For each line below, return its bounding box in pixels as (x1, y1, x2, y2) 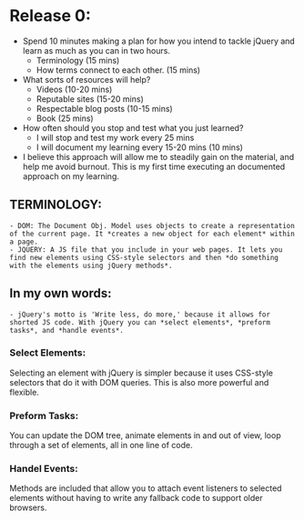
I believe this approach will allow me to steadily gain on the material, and (22, 151, 294, 162)
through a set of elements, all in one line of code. (9, 440, 193, 451)
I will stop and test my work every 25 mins (35, 132, 195, 143)
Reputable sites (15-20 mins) (35, 93, 144, 105)
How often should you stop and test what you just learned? (22, 122, 244, 133)
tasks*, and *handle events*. (9, 325, 125, 335)
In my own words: (9, 285, 112, 301)
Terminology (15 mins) (35, 55, 120, 65)
